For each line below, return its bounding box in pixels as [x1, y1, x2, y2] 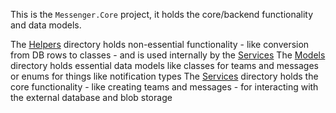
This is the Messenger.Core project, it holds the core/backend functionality [10, 9, 314, 20]
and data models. [10, 19, 82, 31]
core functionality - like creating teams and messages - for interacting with [10, 81, 319, 93]
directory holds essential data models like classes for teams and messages [10, 60, 319, 71]
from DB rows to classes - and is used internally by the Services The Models [10, 49, 326, 61]
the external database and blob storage [10, 92, 173, 103]
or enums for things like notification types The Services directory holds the [10, 70, 319, 82]
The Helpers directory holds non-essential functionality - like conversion [10, 39, 310, 50]
